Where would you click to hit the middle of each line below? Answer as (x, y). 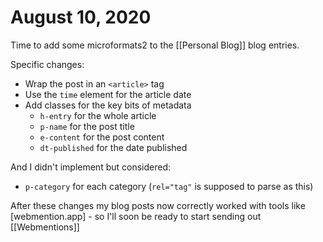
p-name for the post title (87, 126)
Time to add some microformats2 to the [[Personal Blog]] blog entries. (155, 45)
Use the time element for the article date (108, 94)
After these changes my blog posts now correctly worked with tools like (158, 205)
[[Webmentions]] (45, 227)
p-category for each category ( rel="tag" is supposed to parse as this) (169, 186)
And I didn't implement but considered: (91, 167)
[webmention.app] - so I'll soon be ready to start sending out (136, 216)
